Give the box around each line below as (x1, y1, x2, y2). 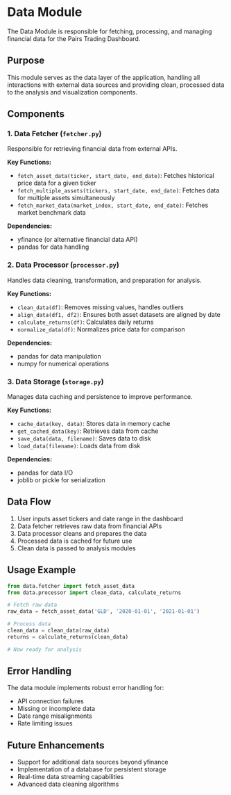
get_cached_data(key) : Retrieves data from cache (17, 427, 159, 435)
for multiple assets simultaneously (17, 194, 116, 202)
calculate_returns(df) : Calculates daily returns (17, 318, 154, 326)
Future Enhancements (7, 739, 105, 751)
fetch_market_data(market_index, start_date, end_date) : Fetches (17, 201, 209, 209)
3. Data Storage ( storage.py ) (7, 377, 104, 386)
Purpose (7, 55, 45, 67)
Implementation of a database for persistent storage (17, 765, 166, 773)
